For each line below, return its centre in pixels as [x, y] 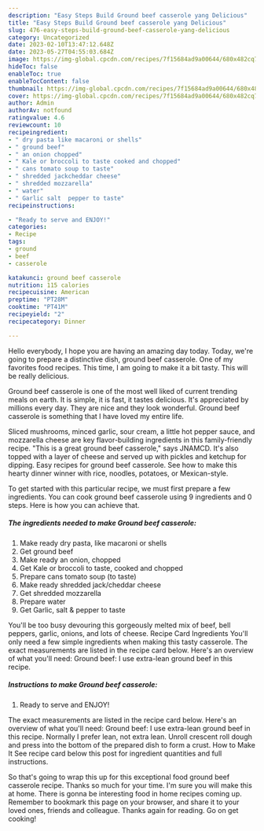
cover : [19, 96]
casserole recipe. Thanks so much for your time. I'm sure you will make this [130, 785]
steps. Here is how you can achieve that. [74, 505]
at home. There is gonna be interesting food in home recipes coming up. [125, 793]
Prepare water [42, 601]
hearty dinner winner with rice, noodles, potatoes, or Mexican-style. [118, 473]
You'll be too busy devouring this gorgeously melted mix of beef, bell [119, 625]
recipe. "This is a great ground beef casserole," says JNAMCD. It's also [123, 448]
